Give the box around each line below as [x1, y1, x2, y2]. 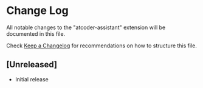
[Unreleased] [6, 59, 58, 70]
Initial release [15, 75, 49, 83]
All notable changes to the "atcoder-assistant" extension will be [6, 24, 166, 31]
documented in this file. [6, 30, 66, 37]
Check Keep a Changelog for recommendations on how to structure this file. [6, 42, 198, 49]
